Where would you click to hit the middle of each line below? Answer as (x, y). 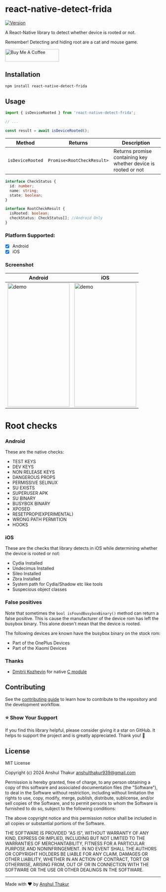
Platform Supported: (30, 235)
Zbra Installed (26, 579)
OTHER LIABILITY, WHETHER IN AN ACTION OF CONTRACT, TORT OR (77, 859)
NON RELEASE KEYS (34, 472)
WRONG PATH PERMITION (39, 520)
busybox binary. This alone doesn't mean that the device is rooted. (73, 624)
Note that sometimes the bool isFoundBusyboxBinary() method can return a (82, 613)
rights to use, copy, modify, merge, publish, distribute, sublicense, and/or (80, 798)
